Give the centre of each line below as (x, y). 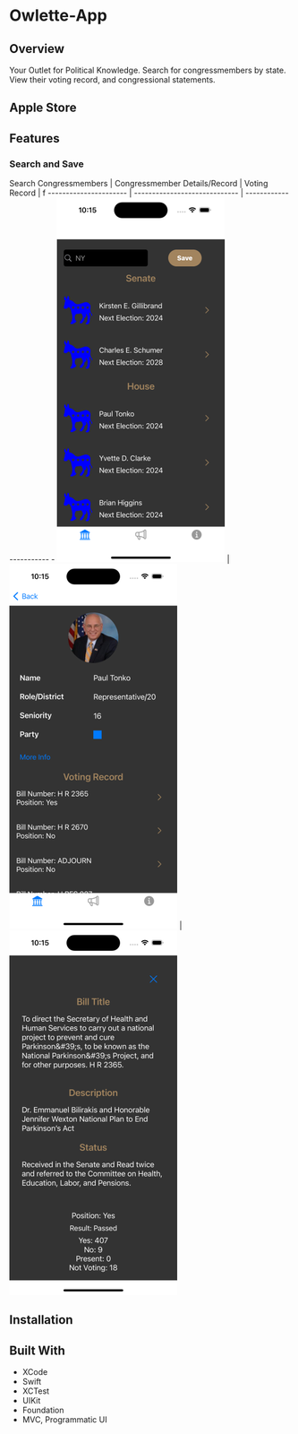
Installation (41, 1320)
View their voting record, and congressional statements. (113, 80)
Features (34, 138)
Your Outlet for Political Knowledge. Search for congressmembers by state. (148, 70)
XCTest (36, 1391)
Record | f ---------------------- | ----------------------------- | (127, 193)
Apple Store (43, 108)
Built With (37, 1350)
